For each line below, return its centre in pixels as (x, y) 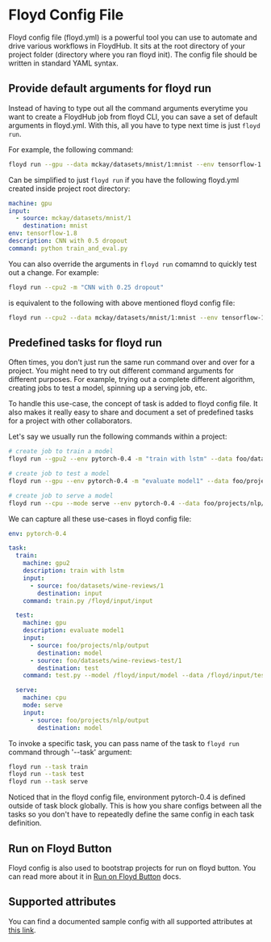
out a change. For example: (54, 272)
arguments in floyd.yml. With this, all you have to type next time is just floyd (134, 125)
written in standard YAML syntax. (63, 63)
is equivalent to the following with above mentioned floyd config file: (122, 303)
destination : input (70, 593)
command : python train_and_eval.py (68, 248)
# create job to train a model (61, 452)
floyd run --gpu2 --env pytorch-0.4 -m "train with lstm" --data (120, 459)
